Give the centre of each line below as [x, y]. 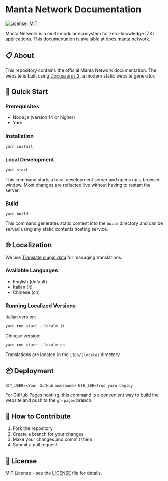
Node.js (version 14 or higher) [44, 117]
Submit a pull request [35, 445]
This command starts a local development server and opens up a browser [83, 180]
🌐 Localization [29, 245]
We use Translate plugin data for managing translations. [64, 257]
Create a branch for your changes [48, 434]
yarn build [17, 214]
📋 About [20, 55]
